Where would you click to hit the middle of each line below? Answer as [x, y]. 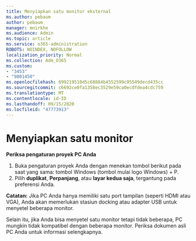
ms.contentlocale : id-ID [36, 98]
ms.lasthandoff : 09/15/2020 [40, 104]
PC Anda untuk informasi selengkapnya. [54, 232]
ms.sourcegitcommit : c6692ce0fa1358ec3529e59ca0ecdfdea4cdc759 [85, 88]
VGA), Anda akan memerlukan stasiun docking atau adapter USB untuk [92, 202]
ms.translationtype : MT [35, 93]
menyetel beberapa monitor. [40, 208]
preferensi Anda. [35, 184]
